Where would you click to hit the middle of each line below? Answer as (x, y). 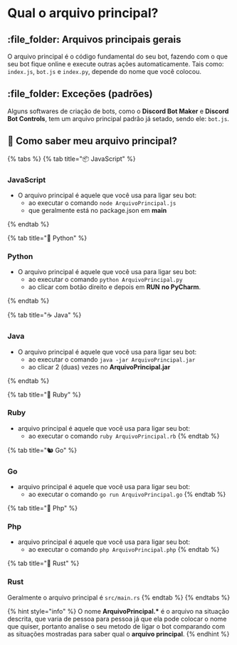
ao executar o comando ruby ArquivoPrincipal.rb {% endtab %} (124, 436)
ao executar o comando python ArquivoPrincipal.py (105, 280)
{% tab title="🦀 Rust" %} (43, 563)
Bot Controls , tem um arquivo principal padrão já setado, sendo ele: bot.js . (118, 118)
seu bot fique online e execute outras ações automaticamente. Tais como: (116, 64)
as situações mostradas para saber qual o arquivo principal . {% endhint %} (118, 634)
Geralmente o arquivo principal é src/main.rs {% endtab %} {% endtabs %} (119, 597)
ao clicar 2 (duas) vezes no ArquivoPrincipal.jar (99, 367)
